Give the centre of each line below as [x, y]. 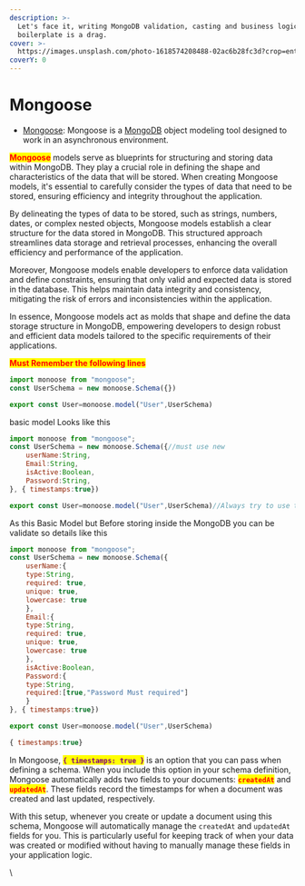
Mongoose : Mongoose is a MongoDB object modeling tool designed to [155, 130]
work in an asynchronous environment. [96, 139]
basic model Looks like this [60, 422]
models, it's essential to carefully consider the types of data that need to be [151, 186]
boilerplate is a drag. [62, 35]
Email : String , [52, 464]
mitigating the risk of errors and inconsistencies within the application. [141, 299]
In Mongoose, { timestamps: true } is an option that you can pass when [145, 760]
